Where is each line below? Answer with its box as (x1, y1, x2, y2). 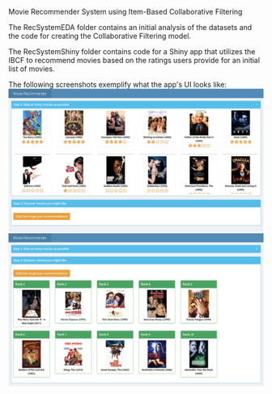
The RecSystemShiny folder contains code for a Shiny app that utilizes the (8, 47, 256, 56)
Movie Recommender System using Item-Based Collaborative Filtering (8, 7, 243, 16)
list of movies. (8, 64, 55, 74)
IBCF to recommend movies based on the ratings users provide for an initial (8, 56, 261, 65)
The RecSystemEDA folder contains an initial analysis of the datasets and (8, 23, 253, 32)
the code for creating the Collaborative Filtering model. (8, 32, 192, 40)
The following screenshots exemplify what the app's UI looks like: (8, 80, 227, 89)
